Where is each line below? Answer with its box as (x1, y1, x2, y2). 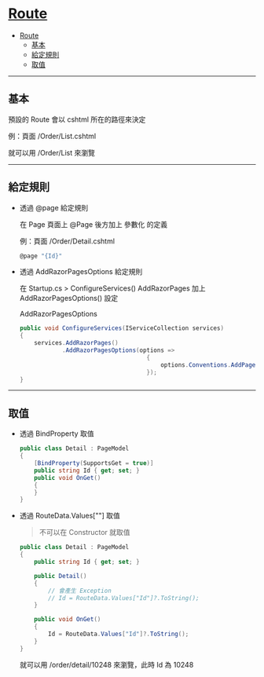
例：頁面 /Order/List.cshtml (8, 131, 97, 141)
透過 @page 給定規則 (19, 203, 89, 212)
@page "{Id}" (19, 252, 63, 260)
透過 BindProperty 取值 (19, 429, 94, 438)
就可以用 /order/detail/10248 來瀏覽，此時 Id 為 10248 (19, 660, 194, 669)
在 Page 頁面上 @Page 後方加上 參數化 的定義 (19, 219, 168, 229)
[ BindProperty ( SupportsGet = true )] (34, 459, 154, 467)
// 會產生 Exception (48, 587, 112, 595)
